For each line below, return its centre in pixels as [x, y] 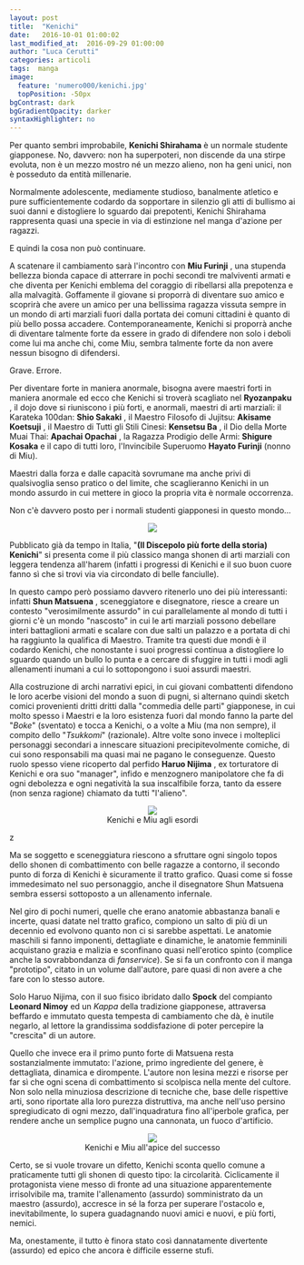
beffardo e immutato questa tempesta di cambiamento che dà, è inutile [142, 1017]
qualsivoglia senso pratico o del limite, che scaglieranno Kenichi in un [139, 483]
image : [22, 77]
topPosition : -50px [54, 94]
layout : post [34, 18]
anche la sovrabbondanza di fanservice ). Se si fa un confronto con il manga [151, 960]
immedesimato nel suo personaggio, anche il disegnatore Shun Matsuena [147, 885]
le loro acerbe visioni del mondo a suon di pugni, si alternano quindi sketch [149, 696]
